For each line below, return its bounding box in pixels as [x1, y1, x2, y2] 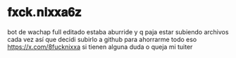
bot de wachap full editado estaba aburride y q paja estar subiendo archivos [7, 27, 229, 36]
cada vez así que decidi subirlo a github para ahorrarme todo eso [7, 35, 197, 43]
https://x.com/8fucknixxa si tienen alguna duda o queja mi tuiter [7, 43, 193, 51]
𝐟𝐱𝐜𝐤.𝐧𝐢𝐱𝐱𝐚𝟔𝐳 [7, 4, 82, 20]
